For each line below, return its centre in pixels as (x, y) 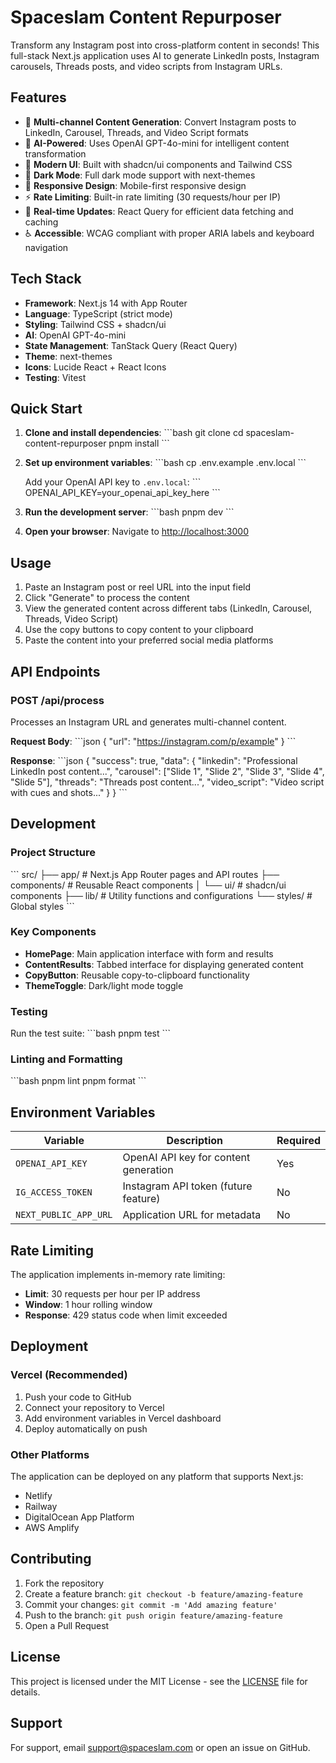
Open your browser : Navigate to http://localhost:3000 (136, 532)
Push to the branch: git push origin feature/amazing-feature (153, 1615)
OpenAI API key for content (186, 1158)
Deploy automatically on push (86, 1428)
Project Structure (53, 853)
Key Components (53, 932)
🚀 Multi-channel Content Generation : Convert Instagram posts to (160, 122)
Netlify (38, 1496)
